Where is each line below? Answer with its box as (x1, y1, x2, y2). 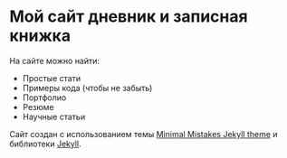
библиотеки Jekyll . (9, 138, 81, 149)
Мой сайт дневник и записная (9, 6, 248, 27)
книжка (9, 25, 71, 46)
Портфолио (22, 92, 67, 103)
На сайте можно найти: (9, 55, 100, 66)
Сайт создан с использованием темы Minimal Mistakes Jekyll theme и (9, 128, 278, 139)
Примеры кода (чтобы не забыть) (22, 82, 153, 93)
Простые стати (22, 72, 81, 83)
